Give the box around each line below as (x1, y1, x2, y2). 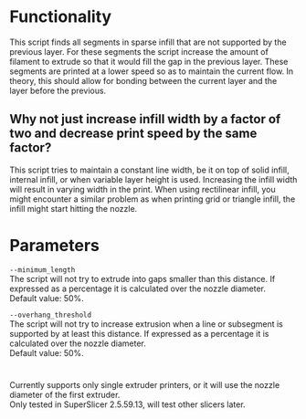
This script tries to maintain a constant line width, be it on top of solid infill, (9, 164, 290, 175)
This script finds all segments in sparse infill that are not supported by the (9, 37, 287, 47)
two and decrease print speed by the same (9, 126, 258, 141)
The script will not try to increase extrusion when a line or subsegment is (9, 318, 283, 330)
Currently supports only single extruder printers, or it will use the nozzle (9, 379, 280, 390)
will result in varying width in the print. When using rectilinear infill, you (9, 183, 276, 194)
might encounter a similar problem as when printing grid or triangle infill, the (9, 194, 296, 204)
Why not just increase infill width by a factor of (9, 111, 281, 127)
